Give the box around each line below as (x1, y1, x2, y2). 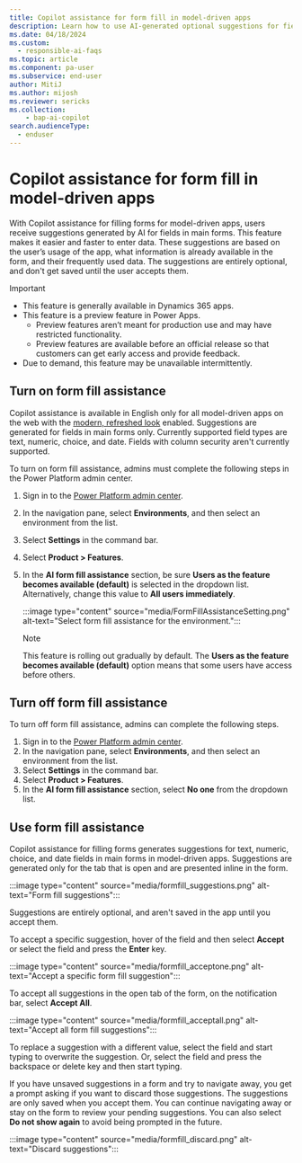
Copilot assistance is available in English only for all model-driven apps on (9, 407, 284, 418)
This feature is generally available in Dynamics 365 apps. (22, 300, 235, 311)
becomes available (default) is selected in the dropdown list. (22, 579, 250, 590)
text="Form (9, 890, 52, 901)
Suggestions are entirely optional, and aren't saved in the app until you (9, 907, 271, 918)
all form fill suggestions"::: (59, 1025, 157, 1035)
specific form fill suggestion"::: (67, 971, 181, 981)
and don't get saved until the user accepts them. (9, 265, 189, 276)
